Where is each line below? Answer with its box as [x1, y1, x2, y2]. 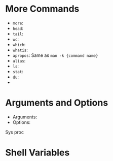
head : [12, 25, 24, 31]
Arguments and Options [5, 97, 108, 109]
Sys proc [5, 129, 24, 135]
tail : [12, 30, 24, 37]
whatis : [12, 47, 28, 53]
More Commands [5, 3, 80, 15]
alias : [12, 57, 26, 63]
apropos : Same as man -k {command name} [12, 52, 98, 58]
